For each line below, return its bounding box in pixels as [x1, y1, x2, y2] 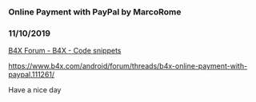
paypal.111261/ [8, 70, 55, 80]
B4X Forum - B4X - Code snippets [8, 46, 122, 56]
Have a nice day [8, 85, 62, 95]
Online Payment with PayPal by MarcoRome [8, 6, 182, 18]
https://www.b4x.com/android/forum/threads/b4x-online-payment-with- [8, 61, 248, 71]
